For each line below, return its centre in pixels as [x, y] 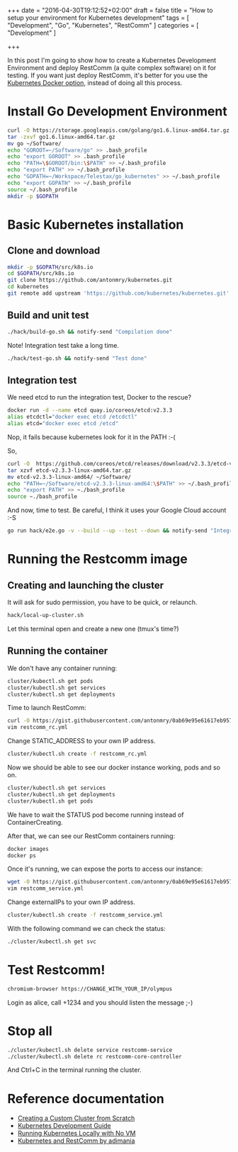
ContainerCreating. [35, 822]
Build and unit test [48, 316]
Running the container [58, 651]
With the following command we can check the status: [86, 928]
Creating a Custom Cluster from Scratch [76, 1118]
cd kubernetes [28, 287]
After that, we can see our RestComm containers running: [91, 836]
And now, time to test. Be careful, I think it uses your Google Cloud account [117, 510]
